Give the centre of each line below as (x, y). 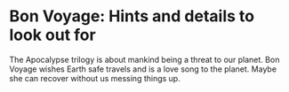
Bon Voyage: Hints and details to (132, 16)
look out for (52, 35)
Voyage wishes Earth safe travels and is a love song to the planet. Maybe (143, 69)
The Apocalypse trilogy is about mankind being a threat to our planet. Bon (144, 59)
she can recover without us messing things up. (95, 78)
